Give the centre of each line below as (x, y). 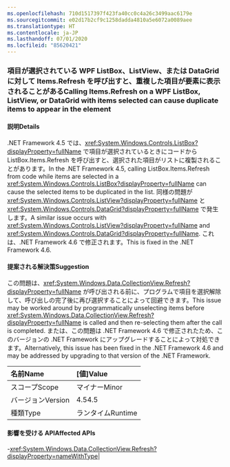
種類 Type (26, 413)
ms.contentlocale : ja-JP (43, 33)
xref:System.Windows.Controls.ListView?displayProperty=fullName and (108, 226)
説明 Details (23, 126)
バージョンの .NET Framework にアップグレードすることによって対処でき (116, 339)
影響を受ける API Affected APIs (51, 433)
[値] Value (92, 374)
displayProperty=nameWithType (53, 456)
